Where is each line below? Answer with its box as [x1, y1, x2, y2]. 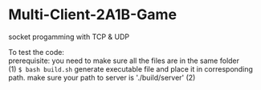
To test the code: [8, 47, 64, 57]
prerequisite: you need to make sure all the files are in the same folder [8, 56, 239, 65]
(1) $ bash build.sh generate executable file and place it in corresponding [8, 64, 253, 73]
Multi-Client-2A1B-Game [8, 6, 177, 24]
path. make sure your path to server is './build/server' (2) [8, 72, 196, 82]
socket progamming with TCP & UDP [8, 32, 130, 41]
